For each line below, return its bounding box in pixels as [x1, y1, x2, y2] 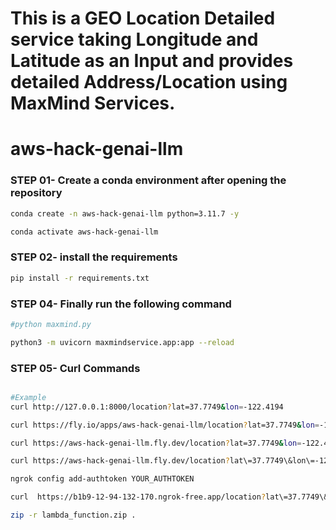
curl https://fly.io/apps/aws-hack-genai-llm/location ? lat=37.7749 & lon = [10, 420, 320, 430]
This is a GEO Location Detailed [10, 7, 276, 30]
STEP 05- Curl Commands [10, 361, 141, 375]
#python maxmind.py [10, 319, 92, 329]
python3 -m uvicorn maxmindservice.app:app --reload [10, 337, 235, 347]
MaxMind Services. [10, 92, 176, 115]
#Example [10, 392, 47, 402]
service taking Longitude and [10, 28, 259, 51]
